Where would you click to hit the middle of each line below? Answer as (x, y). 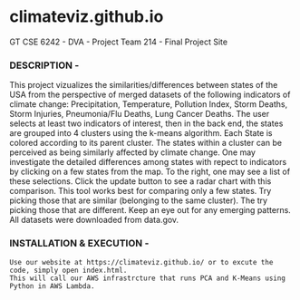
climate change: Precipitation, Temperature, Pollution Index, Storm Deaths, (149, 104)
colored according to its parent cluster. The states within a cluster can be (146, 143)
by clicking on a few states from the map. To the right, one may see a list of (150, 172)
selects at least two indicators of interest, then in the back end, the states (146, 123)
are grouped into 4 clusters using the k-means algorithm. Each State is (141, 133)
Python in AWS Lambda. (52, 286)
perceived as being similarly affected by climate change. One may (133, 152)
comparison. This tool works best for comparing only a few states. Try (140, 191)
